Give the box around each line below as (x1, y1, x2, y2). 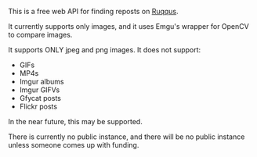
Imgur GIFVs (19, 85, 60, 95)
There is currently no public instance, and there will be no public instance (8, 132, 245, 141)
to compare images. (8, 30, 73, 39)
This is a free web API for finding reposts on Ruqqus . (8, 7, 179, 16)
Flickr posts (19, 102, 57, 111)
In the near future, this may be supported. (8, 117, 143, 126)
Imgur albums (19, 77, 64, 86)
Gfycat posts (19, 94, 61, 102)
